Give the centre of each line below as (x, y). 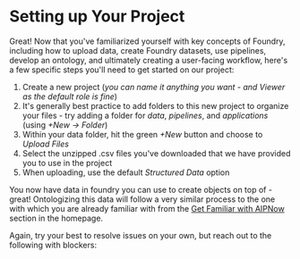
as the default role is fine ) (70, 96)
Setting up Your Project (97, 17)
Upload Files (46, 144)
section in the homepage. (56, 218)
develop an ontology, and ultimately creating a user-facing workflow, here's (149, 60)
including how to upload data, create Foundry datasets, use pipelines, (138, 50)
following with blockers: (53, 245)
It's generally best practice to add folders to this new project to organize (155, 105)
